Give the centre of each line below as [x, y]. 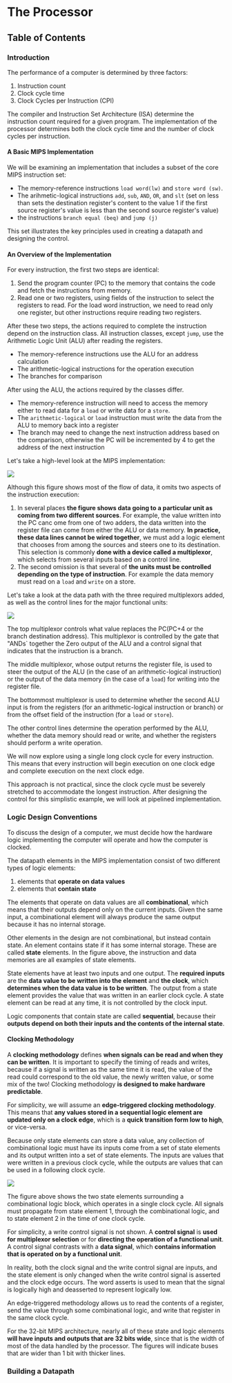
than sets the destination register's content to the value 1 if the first [112, 203]
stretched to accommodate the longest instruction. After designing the [107, 792]
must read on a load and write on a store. [76, 582]
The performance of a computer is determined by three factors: [98, 72]
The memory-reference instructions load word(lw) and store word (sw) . [120, 189]
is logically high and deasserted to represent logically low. [90, 1289]
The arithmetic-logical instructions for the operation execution [106, 369]
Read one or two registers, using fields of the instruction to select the [116, 298]
